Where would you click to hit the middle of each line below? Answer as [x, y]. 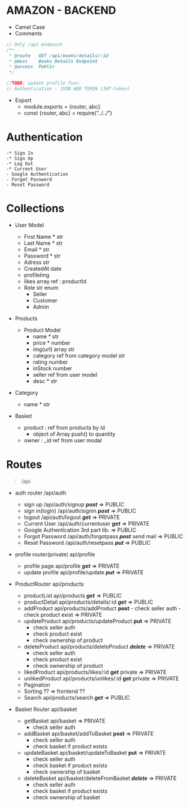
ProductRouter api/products [49, 584]
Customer [45, 300]
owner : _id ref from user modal [63, 440]
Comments [28, 33]
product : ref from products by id [64, 427]
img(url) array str [54, 349]
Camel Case [30, 27]
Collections [35, 208]
